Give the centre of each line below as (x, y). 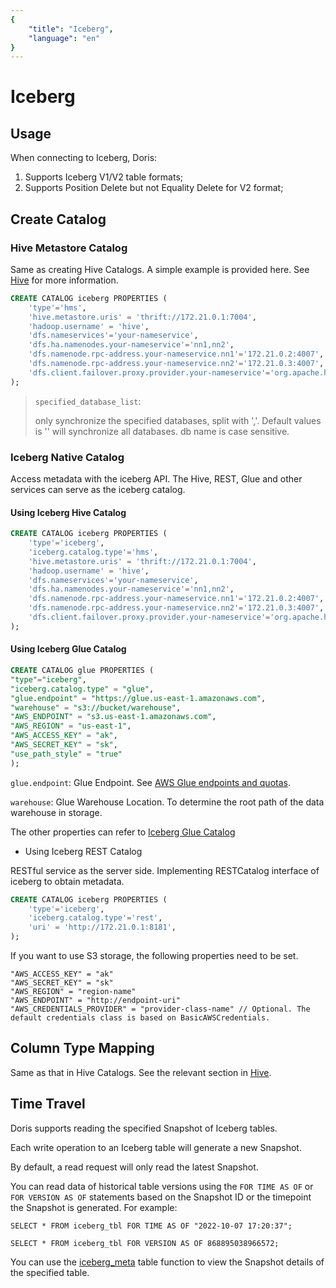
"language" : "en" (64, 38)
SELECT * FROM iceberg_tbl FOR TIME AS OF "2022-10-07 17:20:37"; (151, 1226)
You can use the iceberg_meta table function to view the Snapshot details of (167, 1262)
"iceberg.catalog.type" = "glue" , (82, 689)
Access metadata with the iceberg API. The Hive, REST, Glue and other (156, 478)
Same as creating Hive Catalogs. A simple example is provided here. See (160, 269)
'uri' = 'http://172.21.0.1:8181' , (102, 927)
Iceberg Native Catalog (67, 457)
